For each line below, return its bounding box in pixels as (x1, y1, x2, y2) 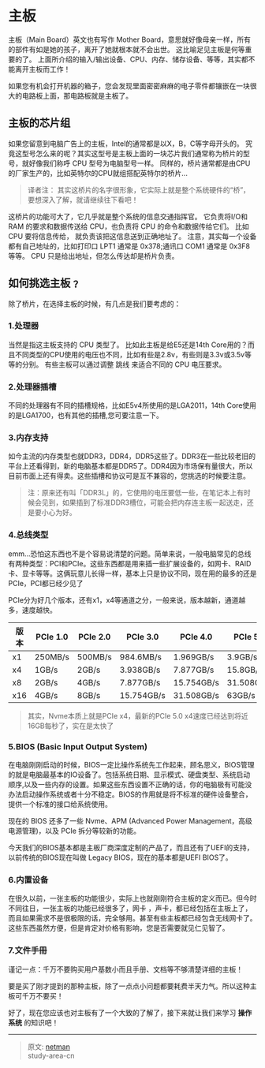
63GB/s (226, 689, 256, 700)
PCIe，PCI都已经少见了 (8, 578, 84, 588)
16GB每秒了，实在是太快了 (27, 721, 114, 730)
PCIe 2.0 (78, 631, 111, 642)
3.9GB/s (226, 652, 258, 663)
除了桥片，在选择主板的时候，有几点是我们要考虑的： (8, 299, 181, 308)
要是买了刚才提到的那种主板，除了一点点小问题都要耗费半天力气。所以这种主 (8, 981, 257, 991)
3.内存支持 (8, 432, 49, 443)
